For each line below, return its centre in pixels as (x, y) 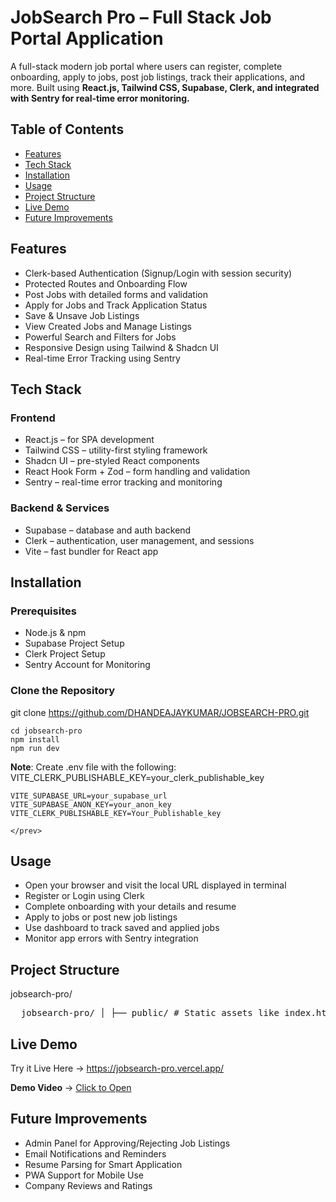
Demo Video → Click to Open (71, 1087)
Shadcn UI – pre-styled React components (112, 461)
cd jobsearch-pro (46, 731)
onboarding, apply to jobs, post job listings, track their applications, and (158, 77)
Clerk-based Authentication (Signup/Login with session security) (158, 273)
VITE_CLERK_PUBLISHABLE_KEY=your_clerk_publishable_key (137, 777)
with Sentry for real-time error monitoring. (100, 98)
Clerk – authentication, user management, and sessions (139, 540)
